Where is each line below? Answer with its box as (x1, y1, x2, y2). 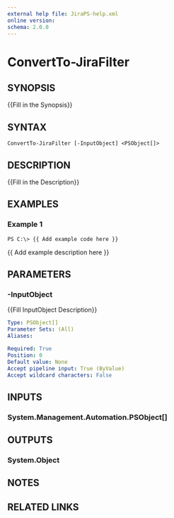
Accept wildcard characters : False (7, 372, 112, 379)
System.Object (7, 455, 60, 465)
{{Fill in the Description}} (7, 178, 80, 186)
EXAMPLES (7, 199, 59, 211)
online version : (7, 17, 55, 24)
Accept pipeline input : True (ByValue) (7, 365, 125, 372)
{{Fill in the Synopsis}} (7, 100, 73, 110)
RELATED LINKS (7, 501, 79, 513)
